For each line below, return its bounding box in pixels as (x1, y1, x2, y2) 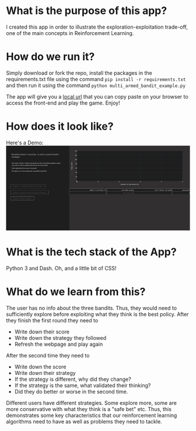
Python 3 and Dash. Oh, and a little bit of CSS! (6, 265, 117, 272)
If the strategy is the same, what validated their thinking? (14, 381, 151, 389)
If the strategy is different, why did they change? (14, 376, 131, 383)
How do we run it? (6, 50, 95, 64)
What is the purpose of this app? (6, 4, 167, 18)
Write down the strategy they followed (14, 334, 107, 341)
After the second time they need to (6, 352, 90, 359)
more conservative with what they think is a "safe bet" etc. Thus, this (6, 405, 172, 412)
